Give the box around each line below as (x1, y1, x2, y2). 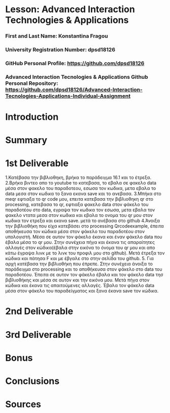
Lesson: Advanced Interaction (5, 4, 135, 15)
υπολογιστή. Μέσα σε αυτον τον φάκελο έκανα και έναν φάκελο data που (5, 234, 162, 240)
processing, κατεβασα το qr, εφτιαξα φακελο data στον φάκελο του (5, 202, 149, 208)
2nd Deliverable (5, 306, 74, 317)
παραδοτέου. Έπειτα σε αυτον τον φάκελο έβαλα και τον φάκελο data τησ (5, 272, 163, 278)
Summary (5, 135, 47, 146)
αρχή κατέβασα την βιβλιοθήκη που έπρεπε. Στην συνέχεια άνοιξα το (5, 261, 153, 267)
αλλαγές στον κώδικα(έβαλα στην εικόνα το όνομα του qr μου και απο (5, 245, 155, 251)
